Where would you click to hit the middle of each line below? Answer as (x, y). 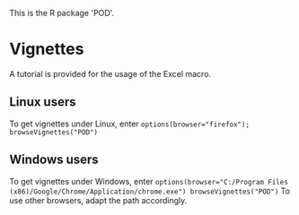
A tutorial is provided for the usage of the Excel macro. (110, 73)
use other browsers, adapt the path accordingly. (98, 200)
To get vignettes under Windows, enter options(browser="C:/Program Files (149, 181)
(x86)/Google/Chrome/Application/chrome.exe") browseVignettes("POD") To (149, 191)
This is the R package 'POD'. (62, 13)
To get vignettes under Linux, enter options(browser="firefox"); (129, 124)
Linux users (43, 102)
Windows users (54, 160)
